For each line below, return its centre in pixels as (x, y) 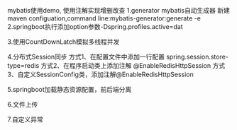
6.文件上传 (23, 104)
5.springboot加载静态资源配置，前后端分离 (70, 89)
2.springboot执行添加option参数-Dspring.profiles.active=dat (95, 26)
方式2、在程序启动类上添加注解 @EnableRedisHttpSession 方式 (133, 65)
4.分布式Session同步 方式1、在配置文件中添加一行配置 (86, 57)
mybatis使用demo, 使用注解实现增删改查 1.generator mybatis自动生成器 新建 (119, 10)
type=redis (23, 65)
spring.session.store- (198, 57)
